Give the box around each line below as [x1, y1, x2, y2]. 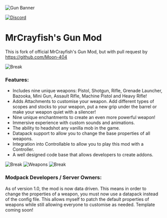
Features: [5, 76, 29, 83]
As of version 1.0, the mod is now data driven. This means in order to [5, 185, 146, 191]
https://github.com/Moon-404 [5, 54, 67, 60]
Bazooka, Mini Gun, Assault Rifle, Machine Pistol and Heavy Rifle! [12, 93, 147, 99]
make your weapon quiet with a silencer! [12, 109, 96, 115]
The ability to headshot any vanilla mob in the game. [12, 125, 120, 131]
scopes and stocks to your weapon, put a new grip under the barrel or [12, 103, 157, 110]
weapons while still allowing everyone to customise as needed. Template [5, 201, 155, 207]
